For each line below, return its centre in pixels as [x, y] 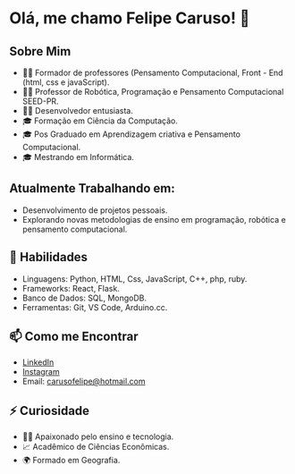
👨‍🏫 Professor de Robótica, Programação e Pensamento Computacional [153, 92]
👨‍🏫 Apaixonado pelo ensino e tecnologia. [98, 436]
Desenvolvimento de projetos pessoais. [95, 210]
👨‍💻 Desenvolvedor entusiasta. [78, 110]
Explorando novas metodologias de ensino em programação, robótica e [154, 219]
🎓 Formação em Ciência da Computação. [100, 121]
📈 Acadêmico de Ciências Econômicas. [96, 447]
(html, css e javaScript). [66, 82]
